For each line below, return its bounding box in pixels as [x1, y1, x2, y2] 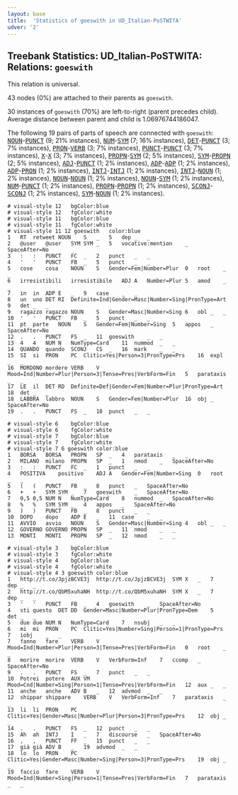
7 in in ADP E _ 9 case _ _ [7, 290, 138, 297]
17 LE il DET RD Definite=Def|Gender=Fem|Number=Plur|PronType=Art [7, 383, 223, 391]
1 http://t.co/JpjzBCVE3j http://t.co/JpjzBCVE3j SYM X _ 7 [7, 576, 214, 583]
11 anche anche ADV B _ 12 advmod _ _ [7, 688, 163, 695]
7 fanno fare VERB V [7, 638, 100, 645]
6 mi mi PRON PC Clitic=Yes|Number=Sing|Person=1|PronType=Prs [7, 626, 223, 633]
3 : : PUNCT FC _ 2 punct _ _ [7, 253, 151, 260]
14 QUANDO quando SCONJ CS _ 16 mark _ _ [7, 346, 176, 353]
